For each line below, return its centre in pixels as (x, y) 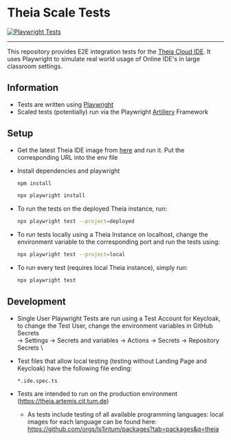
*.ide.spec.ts (37, 381)
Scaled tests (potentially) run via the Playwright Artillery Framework (112, 112)
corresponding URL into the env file (67, 157)
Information (33, 88)
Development (37, 302)
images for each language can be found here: (92, 421)
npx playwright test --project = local (71, 255)
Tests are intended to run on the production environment (97, 393)
